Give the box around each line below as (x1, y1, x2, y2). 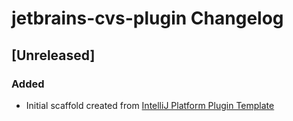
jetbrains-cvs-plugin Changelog (11, 7, 284, 30)
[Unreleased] (11, 47, 96, 64)
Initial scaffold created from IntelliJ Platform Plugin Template (25, 99, 275, 111)
